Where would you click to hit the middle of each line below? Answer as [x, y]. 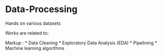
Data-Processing [42, 9]
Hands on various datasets [33, 23]
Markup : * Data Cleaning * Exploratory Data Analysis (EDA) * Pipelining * [81, 43]
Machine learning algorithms [35, 48]
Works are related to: [27, 33]
